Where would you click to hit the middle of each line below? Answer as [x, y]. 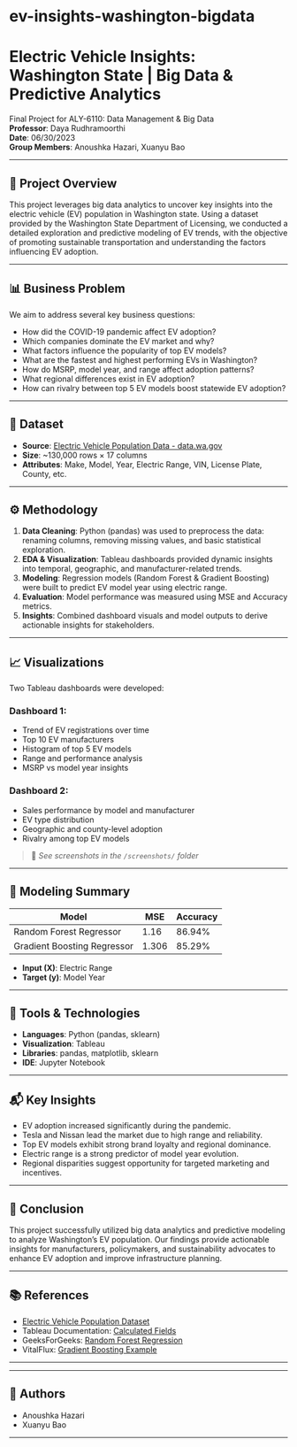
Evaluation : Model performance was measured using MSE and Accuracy [155, 597]
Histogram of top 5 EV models [77, 749]
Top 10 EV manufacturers [68, 740]
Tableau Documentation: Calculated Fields [99, 1330]
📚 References [49, 1295]
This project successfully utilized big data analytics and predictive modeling [147, 1230]
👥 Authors [38, 1394]
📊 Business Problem [67, 289]
